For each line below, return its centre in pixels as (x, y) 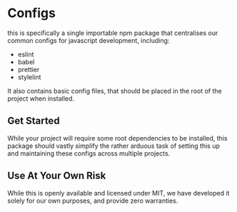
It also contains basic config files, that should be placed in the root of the (115, 91)
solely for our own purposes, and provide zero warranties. (93, 201)
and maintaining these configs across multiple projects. (89, 153)
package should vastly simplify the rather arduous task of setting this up (114, 146)
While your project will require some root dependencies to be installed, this (117, 138)
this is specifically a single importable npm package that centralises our (113, 33)
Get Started (34, 121)
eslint (26, 54)
